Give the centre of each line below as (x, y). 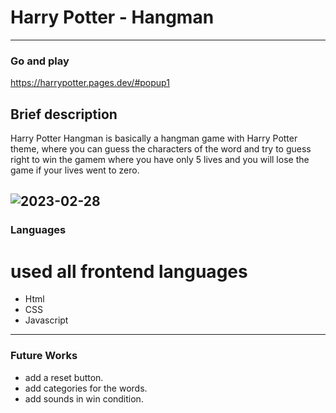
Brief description (64, 114)
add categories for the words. (86, 388)
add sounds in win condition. (84, 398)
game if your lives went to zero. (75, 170)
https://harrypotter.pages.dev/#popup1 (90, 83)
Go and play (40, 61)
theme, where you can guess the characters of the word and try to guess (161, 149)
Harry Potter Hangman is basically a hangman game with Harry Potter (154, 138)
